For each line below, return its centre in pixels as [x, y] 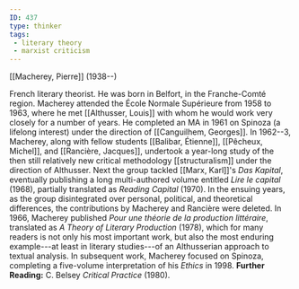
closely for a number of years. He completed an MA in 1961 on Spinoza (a [145, 123]
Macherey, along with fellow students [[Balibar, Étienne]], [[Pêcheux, [136, 142]
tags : [19, 34]
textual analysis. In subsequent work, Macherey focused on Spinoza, [136, 256]
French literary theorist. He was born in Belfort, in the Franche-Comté [138, 94]
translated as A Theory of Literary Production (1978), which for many [136, 228]
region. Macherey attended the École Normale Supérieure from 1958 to [141, 103]
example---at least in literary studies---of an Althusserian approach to [139, 247]
